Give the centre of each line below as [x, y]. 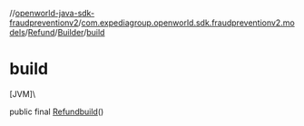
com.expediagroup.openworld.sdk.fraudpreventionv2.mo [188, 23]
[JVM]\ [23, 93]
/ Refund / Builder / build [65, 32]
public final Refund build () [57, 111]
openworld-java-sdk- [55, 13]
